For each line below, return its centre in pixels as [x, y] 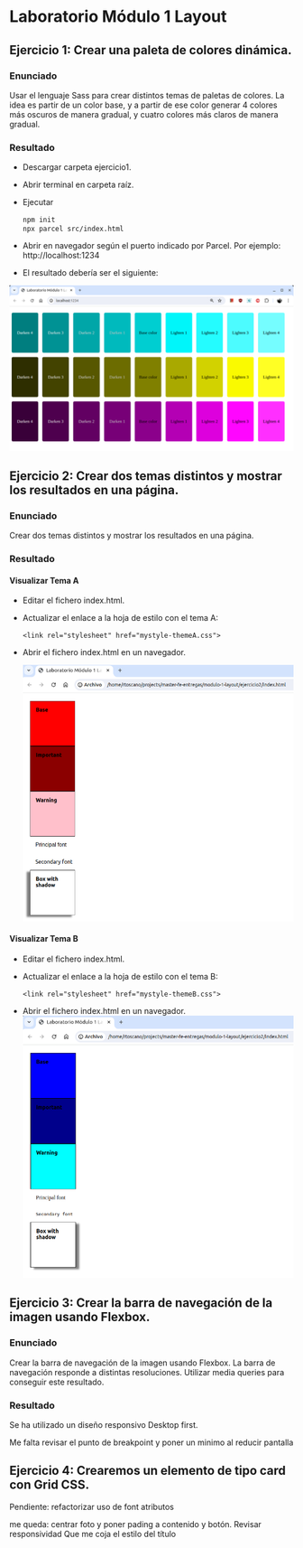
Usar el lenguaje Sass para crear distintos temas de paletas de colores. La [147, 95]
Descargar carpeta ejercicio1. [77, 167]
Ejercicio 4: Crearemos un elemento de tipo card [148, 1471]
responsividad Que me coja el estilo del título [93, 1534]
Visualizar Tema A [44, 580]
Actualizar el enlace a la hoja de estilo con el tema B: [120, 976]
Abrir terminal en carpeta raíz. [78, 185]
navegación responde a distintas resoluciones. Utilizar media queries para [147, 1372]
